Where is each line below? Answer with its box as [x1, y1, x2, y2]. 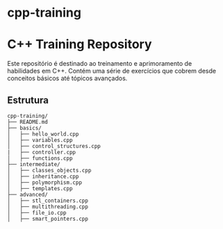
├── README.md [7, 118, 49, 125]
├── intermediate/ [7, 161, 60, 167]
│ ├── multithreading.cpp [7, 203, 89, 210]
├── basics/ [7, 125, 42, 131]
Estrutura [7, 94, 49, 106]
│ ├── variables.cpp [7, 136, 73, 143]
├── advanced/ [7, 191, 49, 198]
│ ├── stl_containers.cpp [7, 197, 89, 204]
